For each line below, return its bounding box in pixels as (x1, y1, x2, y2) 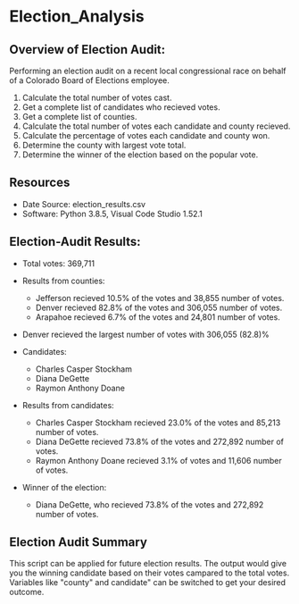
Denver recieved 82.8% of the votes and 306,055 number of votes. (35, 302, 283, 313)
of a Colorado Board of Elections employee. (9, 75, 170, 86)
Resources (9, 175, 71, 190)
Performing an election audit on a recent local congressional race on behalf (9, 65, 287, 76)
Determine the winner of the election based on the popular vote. (21, 149, 259, 160)
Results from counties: (21, 275, 105, 286)
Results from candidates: (21, 399, 114, 410)
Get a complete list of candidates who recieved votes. (21, 102, 220, 113)
